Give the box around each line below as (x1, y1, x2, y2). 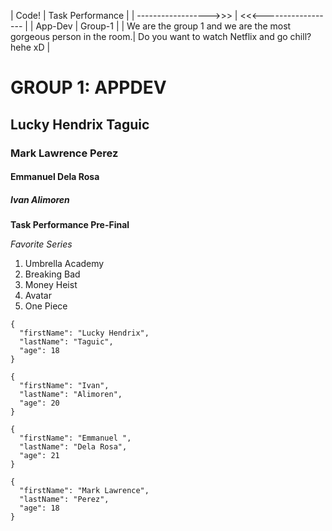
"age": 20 (19, 398, 60, 409)
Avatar (24, 290, 52, 302)
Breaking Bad (24, 268, 81, 280)
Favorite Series (10, 238, 73, 250)
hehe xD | (10, 41, 51, 53)
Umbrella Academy (24, 258, 105, 270)
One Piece (24, 300, 68, 312)
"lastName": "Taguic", (19, 337, 114, 347)
